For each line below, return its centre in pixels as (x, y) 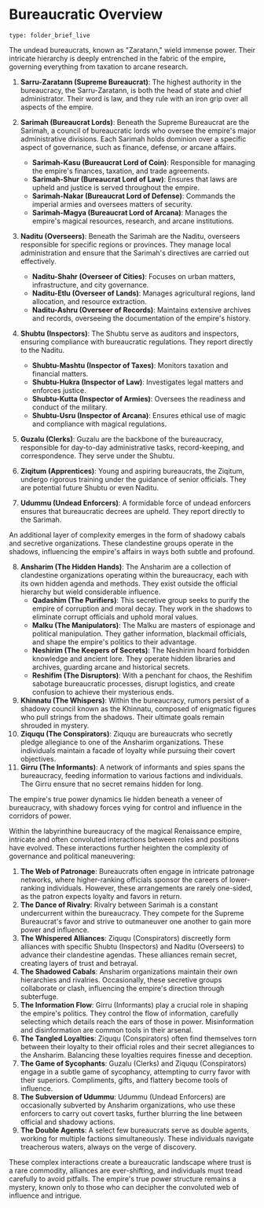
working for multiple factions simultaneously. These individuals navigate (137, 1138)
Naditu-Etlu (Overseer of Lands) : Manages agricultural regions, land (143, 293)
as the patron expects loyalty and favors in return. (101, 896)
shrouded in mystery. (55, 725)
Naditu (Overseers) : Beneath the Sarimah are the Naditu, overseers (130, 236)
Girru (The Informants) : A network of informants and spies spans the (133, 767)
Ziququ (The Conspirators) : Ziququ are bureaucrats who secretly (126, 733)
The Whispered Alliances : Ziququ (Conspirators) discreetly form (125, 938)
